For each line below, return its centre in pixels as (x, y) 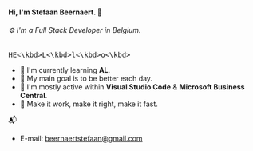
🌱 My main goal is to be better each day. (86, 78)
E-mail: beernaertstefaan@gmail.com (81, 138)
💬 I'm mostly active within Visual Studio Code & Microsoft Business (132, 87)
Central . (34, 95)
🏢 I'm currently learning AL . (65, 70)
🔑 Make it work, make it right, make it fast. (89, 104)
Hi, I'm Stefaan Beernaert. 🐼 (55, 12)
